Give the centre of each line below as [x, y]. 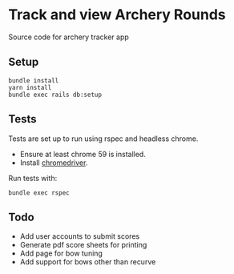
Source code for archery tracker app [69, 37]
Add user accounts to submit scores [80, 236]
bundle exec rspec [39, 193]
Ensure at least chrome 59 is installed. [83, 154]
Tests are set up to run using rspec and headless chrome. [103, 139]
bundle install [34, 81]
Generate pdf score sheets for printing [83, 245]
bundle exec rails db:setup [55, 95]
